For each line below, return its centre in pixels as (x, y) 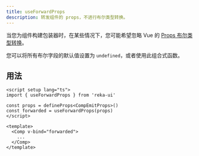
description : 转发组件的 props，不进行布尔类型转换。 (67, 17)
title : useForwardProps (36, 12)
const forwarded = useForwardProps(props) (60, 111)
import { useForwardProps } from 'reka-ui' (61, 95)
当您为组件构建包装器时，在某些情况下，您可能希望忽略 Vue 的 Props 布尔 (97, 35)
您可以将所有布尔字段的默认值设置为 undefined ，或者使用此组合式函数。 (95, 55)
